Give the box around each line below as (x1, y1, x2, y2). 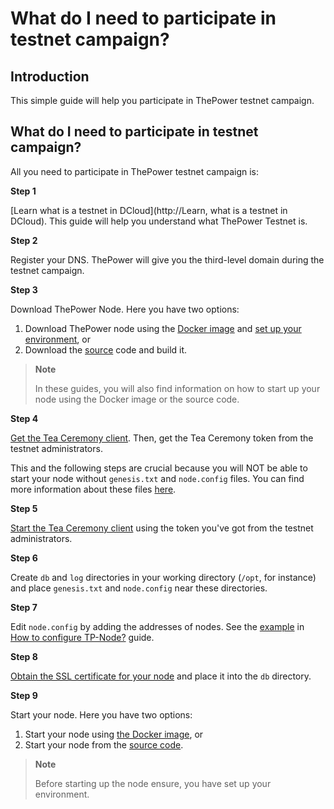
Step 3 (10, 283, 38, 296)
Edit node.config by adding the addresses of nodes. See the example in (10, 620, 305, 632)
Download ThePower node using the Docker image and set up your (24, 322, 302, 334)
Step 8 (10, 650, 38, 662)
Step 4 (10, 412, 39, 424)
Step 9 (10, 689, 38, 701)
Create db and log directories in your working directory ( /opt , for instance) (10, 571, 317, 583)
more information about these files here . (10, 483, 177, 495)
